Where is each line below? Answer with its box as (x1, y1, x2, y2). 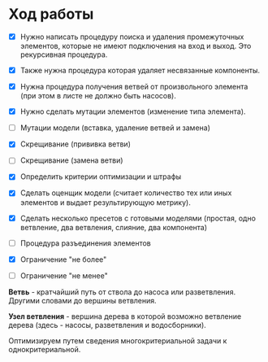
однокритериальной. (8, 344, 81, 354)
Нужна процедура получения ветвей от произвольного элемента (19, 82, 249, 92)
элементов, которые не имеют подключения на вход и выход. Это (19, 41, 252, 50)
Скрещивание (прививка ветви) (19, 139, 132, 149)
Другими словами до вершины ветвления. (8, 295, 157, 305)
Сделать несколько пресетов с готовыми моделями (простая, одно (19, 213, 256, 223)
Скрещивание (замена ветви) (19, 155, 123, 165)
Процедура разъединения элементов (19, 238, 152, 248)
